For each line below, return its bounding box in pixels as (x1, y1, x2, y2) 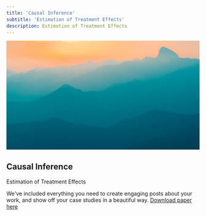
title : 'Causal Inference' (6, 10, 75, 16)
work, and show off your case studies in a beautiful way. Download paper (6, 196, 192, 204)
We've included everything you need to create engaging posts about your (6, 190, 193, 197)
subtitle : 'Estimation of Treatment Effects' (6, 16, 124, 23)
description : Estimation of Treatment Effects (6, 23, 128, 29)
